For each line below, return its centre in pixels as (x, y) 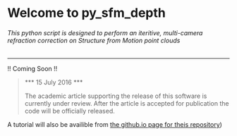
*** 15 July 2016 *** (54, 82)
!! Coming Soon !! (32, 69)
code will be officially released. (69, 111)
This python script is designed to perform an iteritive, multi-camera (105, 32)
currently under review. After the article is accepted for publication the (127, 104)
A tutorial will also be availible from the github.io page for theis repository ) (115, 125)
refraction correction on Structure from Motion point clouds (94, 40)
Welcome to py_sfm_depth (86, 13)
